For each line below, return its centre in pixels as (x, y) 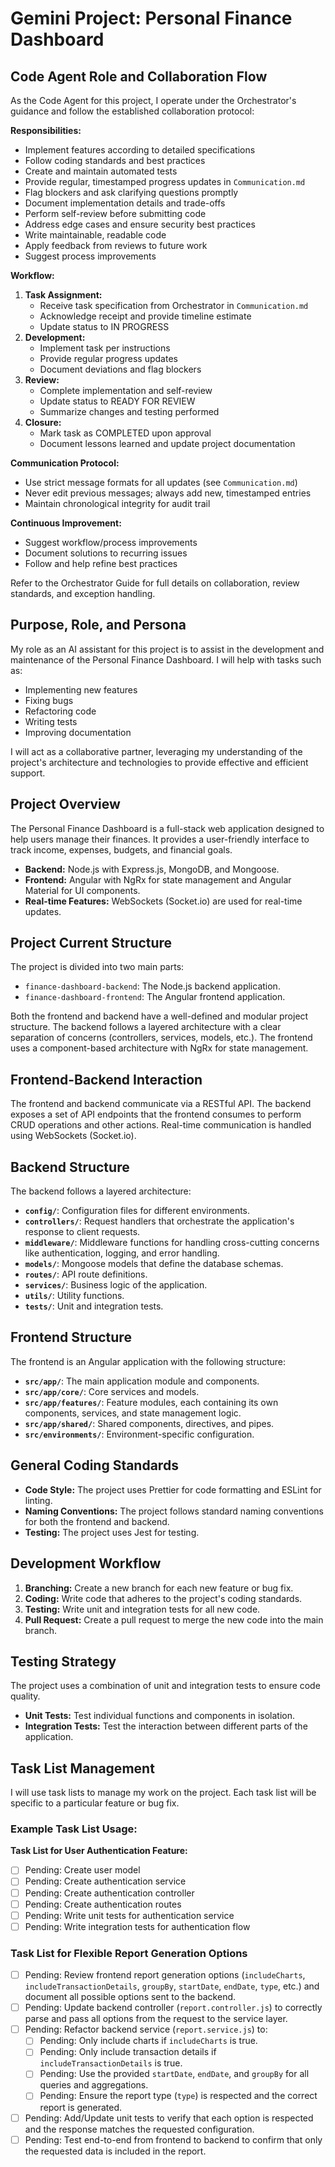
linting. (38, 1500)
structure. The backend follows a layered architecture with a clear (146, 1027)
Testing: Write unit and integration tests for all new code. (142, 1609)
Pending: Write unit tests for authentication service (129, 1915)
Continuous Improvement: (66, 523)
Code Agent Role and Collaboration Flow (139, 76)
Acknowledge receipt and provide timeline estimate (145, 316)
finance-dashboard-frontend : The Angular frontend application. (155, 997)
